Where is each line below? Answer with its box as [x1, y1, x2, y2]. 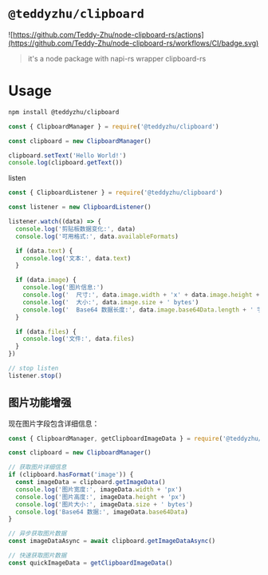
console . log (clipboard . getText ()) [8, 159, 124, 167]
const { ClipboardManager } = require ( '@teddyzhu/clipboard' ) [8, 122, 219, 130]
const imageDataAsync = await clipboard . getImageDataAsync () [8, 537, 216, 545]
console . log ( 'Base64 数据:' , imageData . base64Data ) [15, 508, 189, 516]
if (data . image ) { [15, 276, 77, 284]
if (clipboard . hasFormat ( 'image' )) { [8, 470, 134, 479]
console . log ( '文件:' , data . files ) [22, 335, 135, 343]
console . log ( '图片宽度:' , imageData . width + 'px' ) [15, 486, 183, 494]
